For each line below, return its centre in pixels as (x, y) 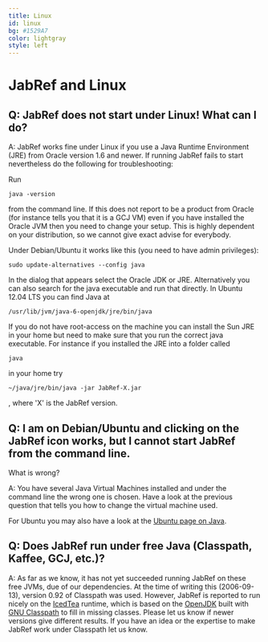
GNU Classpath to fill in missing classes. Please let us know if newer (121, 612)
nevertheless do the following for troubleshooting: (91, 164)
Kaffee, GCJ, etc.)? (57, 559)
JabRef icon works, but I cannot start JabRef (122, 441)
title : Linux (30, 16)
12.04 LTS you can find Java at (59, 297)
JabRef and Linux (67, 86)
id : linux (25, 23)
